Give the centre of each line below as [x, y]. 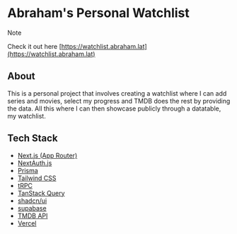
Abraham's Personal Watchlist [98, 13]
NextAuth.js [35, 163]
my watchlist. [27, 116]
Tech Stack [33, 139]
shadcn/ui [32, 201]
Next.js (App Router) [47, 155]
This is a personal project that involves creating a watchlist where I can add [117, 93]
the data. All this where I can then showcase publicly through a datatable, [114, 108]
